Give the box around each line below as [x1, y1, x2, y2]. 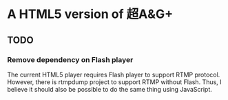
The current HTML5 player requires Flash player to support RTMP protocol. [7, 70, 220, 79]
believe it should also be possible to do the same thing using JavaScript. [7, 85, 212, 93]
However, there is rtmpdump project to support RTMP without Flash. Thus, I [7, 77, 222, 86]
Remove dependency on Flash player [7, 54, 134, 64]
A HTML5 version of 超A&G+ [7, 6, 174, 22]
